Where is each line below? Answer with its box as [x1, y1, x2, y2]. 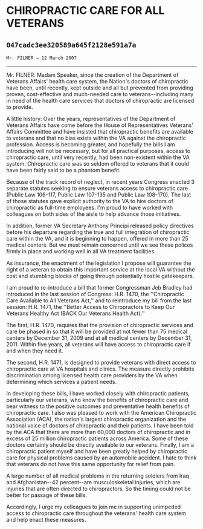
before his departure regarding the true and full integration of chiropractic [6, 229, 190, 236]
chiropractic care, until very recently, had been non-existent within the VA [6, 154, 190, 161]
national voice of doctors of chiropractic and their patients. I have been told [6, 422, 194, 429]
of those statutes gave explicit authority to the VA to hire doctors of [6, 198, 174, 204]
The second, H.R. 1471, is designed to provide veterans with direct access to [6, 359, 196, 366]
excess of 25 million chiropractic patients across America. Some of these [6, 435, 188, 442]
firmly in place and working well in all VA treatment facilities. [6, 248, 156, 255]
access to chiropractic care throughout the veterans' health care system [6, 510, 186, 517]
